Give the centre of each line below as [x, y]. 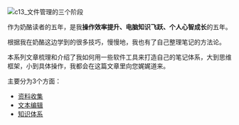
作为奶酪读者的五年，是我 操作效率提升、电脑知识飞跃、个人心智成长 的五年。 [119, 27]
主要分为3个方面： [34, 81]
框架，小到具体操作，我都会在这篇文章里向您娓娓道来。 [88, 66]
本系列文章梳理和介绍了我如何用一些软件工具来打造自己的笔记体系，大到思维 [119, 57]
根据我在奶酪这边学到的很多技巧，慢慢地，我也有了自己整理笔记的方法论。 [116, 42]
